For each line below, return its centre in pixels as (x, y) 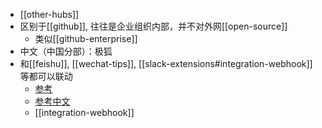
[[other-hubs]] (49, 14)
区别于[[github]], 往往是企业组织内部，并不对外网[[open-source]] (153, 26)
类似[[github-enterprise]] (86, 38)
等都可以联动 (46, 76)
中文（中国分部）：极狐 (66, 51)
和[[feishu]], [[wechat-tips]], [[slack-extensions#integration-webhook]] (166, 63)
